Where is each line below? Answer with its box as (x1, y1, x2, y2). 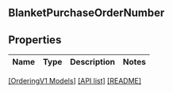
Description (70, 57, 115, 68)
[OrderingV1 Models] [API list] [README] (8, 76, 141, 86)
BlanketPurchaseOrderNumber (8, 6, 165, 20)
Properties (8, 33, 62, 46)
